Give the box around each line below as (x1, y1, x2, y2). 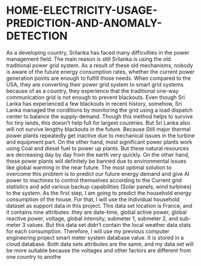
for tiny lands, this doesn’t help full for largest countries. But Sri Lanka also (6, 119, 191, 126)
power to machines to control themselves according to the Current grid (6, 177, 182, 184)
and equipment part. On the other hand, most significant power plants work (6, 138, 193, 145)
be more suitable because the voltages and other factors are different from (6, 247, 191, 254)
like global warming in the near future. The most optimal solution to (6, 163, 172, 171)
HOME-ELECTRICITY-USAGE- (6, 4, 158, 17)
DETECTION (6, 29, 68, 43)
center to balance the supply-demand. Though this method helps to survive (6, 112, 193, 120)
